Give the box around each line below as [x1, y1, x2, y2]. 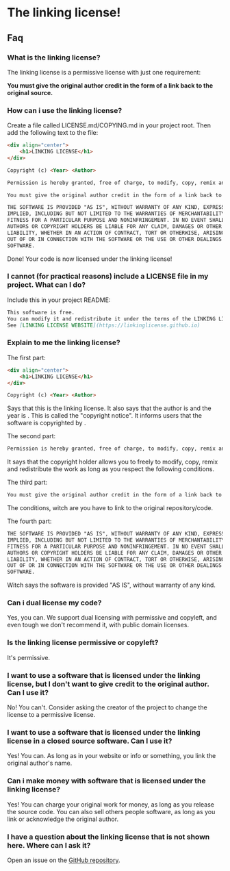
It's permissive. [7, 653, 50, 661]
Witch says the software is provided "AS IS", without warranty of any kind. [7, 581, 216, 590]
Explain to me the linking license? [7, 338, 121, 347]
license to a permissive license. [7, 711, 96, 719]
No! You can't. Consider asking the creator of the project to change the [7, 703, 207, 711]
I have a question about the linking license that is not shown [7, 832, 210, 842]
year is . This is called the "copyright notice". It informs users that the [7, 412, 202, 420]
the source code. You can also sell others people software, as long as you [7, 807, 216, 816]
